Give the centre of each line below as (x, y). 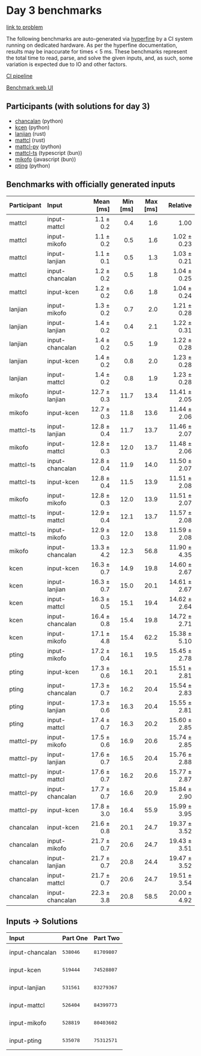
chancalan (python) (39, 121)
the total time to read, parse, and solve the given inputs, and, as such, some (100, 58)
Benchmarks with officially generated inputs (91, 185)
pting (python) (33, 165)
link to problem (25, 27)
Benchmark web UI (30, 87)
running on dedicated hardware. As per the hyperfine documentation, (92, 45)
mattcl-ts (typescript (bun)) (48, 153)
